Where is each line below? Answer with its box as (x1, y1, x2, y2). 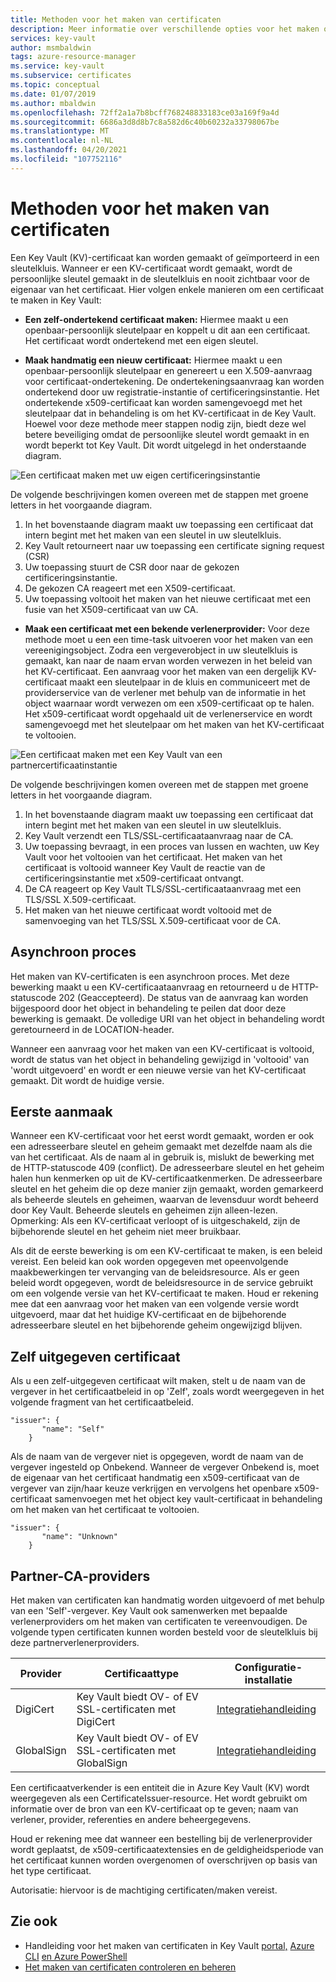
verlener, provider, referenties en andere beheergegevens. (10, 1813, 252, 1825)
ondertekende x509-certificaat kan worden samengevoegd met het (24, 396, 303, 408)
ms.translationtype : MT (10, 126, 110, 136)
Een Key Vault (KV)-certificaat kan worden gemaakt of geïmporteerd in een (10, 251, 320, 263)
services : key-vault (10, 33, 97, 43)
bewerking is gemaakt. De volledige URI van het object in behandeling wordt (10, 1012, 325, 1025)
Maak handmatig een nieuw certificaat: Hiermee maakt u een (24, 354, 283, 366)
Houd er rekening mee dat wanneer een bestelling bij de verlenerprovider (10, 1832, 313, 1845)
